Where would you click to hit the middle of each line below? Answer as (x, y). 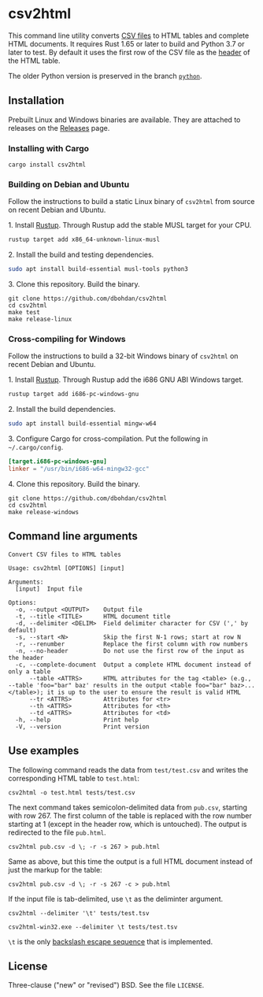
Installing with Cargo (48, 148)
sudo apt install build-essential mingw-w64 (82, 424)
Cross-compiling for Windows (67, 339)
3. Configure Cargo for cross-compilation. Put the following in (108, 439)
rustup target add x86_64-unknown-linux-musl (84, 240)
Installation (36, 100)
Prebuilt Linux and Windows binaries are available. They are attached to (124, 120)
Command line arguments (73, 536)
